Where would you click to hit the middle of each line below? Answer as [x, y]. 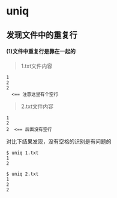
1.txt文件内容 [37, 66]
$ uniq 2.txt [22, 174]
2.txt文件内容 [37, 106]
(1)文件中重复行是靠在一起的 [41, 51]
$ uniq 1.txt [22, 153]
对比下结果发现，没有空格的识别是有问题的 [59, 141]
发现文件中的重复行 [42, 35]
